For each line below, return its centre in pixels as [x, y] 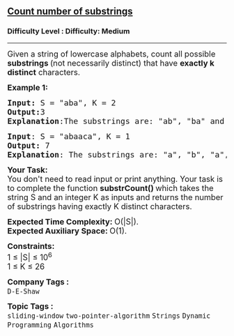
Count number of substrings [70, 12]
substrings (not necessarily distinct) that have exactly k [111, 63]
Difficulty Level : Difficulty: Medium [69, 31]
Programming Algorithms [50, 325]
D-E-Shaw [23, 291]
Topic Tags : [30, 306]
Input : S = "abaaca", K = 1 [69, 136]
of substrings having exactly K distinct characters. [100, 206]
